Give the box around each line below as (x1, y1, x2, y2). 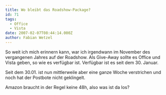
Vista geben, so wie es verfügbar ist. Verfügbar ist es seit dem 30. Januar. (5, 59, 159, 65)
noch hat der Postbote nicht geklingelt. (5, 74, 86, 80)
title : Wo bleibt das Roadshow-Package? (5, 7, 91, 12)
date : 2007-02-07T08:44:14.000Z (5, 30, 73, 35)
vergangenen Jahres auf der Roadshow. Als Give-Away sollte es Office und (5, 54, 160, 60)
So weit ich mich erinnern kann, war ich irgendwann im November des (5, 48, 150, 55)
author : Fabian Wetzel (5, 35, 53, 40)
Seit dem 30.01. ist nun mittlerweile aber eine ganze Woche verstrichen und (5, 69, 161, 75)
